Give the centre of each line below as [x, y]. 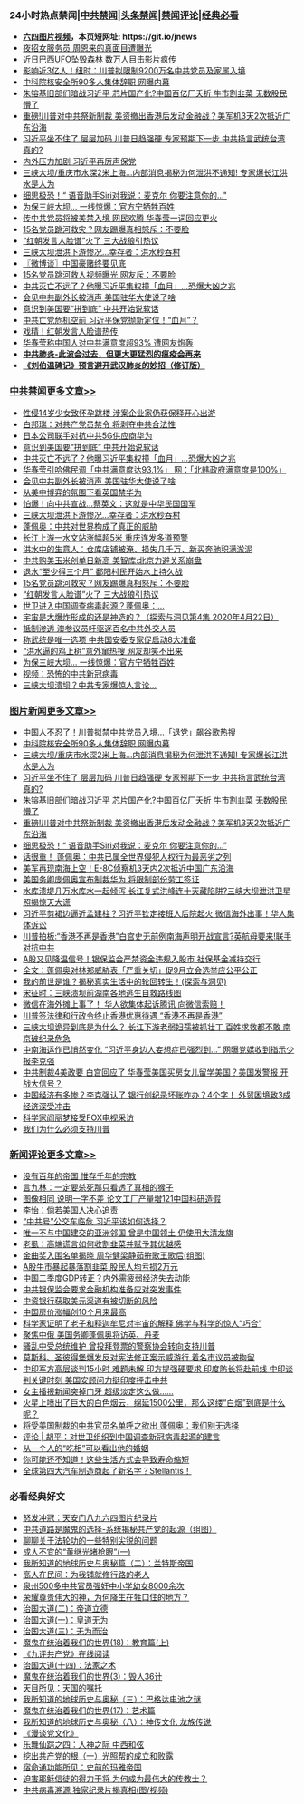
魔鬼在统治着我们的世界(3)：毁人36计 [92, 1677]
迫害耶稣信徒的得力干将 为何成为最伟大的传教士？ [115, 1779]
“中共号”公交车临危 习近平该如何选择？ [95, 1222]
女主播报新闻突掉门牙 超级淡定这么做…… [98, 1391]
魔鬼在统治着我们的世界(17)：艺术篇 [89, 1711]
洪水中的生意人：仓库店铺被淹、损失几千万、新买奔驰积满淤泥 [138, 549]
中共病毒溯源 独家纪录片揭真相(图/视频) [95, 1790]
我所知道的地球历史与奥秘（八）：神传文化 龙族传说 [117, 1722]
